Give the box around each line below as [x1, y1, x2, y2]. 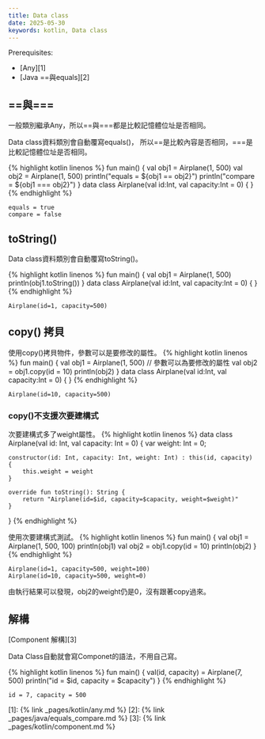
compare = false [8, 210, 62, 218]
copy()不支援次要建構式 [8, 410, 99, 421]
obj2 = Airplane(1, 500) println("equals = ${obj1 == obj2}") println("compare [8, 172, 256, 181]
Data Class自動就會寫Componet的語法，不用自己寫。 [8, 651, 182, 661]
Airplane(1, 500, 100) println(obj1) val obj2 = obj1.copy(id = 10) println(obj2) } [8, 541, 257, 551]
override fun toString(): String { [8, 488, 126, 497]
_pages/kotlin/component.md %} [8, 722, 116, 731]
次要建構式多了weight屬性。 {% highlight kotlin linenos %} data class [8, 430, 233, 439]
